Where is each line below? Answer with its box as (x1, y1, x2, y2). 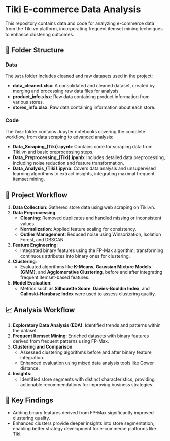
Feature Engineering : (12, 242, 58, 248)
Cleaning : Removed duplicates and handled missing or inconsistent (20, 215, 162, 221)
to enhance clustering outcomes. (5, 31, 75, 37)
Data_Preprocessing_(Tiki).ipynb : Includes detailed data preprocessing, (12, 154, 165, 161)
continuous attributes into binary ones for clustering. (20, 253, 130, 259)
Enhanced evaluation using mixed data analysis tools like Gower (20, 360, 154, 366)
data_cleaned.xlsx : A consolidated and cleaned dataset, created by (12, 82, 155, 88)
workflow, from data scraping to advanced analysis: (5, 134, 114, 140)
